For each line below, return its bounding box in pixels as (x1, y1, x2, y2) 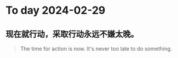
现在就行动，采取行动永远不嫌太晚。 (5, 29, 139, 39)
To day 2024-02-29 (5, 4, 105, 17)
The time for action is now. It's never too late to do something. (20, 45, 173, 52)
